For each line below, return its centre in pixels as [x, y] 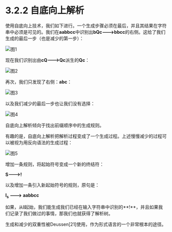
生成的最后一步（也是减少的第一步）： [45, 38]
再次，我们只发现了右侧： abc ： [39, 82]
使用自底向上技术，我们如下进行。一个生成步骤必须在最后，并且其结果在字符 [86, 26]
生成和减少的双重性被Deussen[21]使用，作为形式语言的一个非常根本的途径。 [86, 224]
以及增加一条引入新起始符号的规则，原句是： [52, 185]
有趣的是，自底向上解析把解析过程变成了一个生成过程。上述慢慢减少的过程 [84, 136]
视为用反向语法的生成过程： [43, 142]
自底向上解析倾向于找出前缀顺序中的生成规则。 [55, 125]
